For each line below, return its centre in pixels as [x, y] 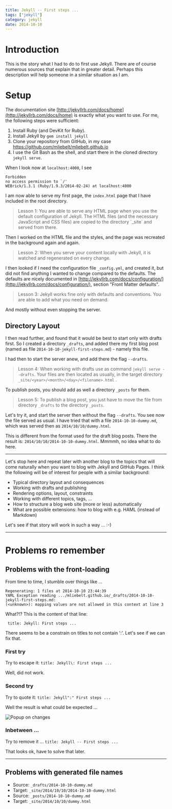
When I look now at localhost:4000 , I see [49, 168]
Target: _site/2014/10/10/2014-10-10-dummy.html [64, 790]
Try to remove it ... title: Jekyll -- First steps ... [62, 741]
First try [15, 652]
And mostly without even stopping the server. [53, 310]
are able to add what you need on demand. [63, 300]
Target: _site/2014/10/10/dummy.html [52, 801]
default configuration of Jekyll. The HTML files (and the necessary [88, 216]
